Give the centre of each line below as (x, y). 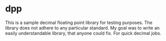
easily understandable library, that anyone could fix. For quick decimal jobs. (83, 33)
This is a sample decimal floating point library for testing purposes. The (79, 22)
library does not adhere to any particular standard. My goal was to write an (82, 27)
